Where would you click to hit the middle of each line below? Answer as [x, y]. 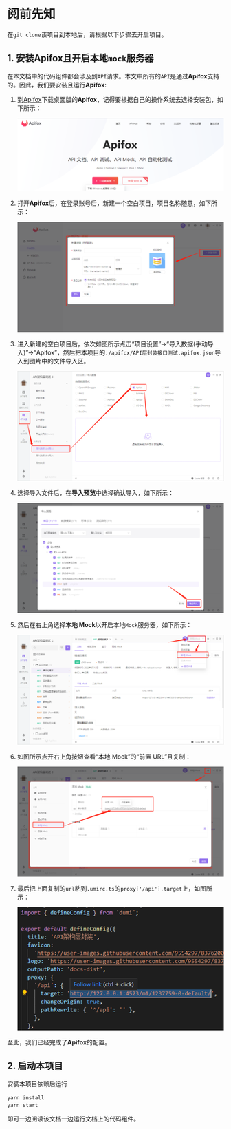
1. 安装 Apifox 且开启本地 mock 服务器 [80, 58]
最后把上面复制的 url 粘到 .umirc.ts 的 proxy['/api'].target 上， [106, 888]
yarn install [26, 1098]
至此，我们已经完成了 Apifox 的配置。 [59, 1042]
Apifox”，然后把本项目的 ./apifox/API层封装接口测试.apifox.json [125, 352]
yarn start [23, 1105]
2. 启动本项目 [35, 1066]
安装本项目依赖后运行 [37, 1084]
